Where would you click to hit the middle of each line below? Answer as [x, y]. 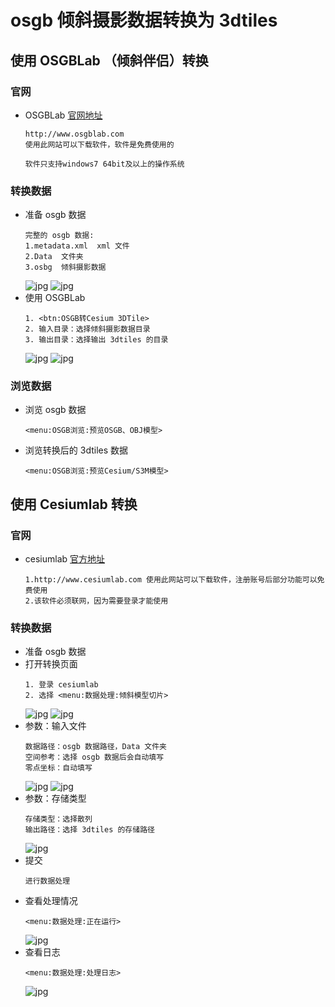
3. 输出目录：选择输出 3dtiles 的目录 [96, 340]
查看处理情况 [51, 901]
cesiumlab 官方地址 [65, 559]
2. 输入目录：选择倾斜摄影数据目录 [87, 329]
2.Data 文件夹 [54, 257]
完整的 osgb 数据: [59, 236]
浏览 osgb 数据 [55, 410]
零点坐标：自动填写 [58, 768]
